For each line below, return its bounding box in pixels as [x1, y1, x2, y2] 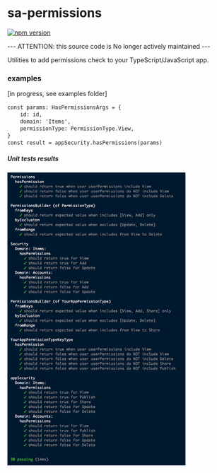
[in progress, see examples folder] [7, 90, 107, 98]
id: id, [20, 111, 42, 118]
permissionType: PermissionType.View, [20, 125, 134, 132]
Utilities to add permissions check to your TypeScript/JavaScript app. [7, 55, 209, 64]
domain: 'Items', [20, 118, 71, 125]
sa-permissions [7, 5, 102, 21]
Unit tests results [7, 154, 59, 163]
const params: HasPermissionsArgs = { [7, 104, 122, 111]
